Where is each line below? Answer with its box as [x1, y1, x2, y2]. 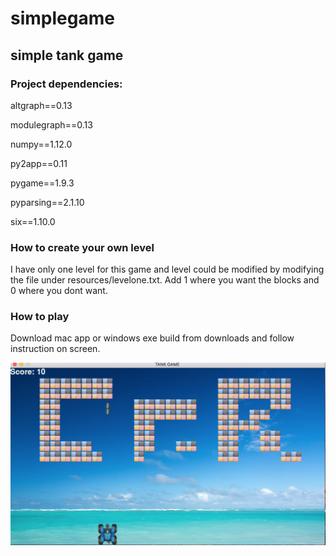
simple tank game [10, 47, 124, 64]
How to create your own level [10, 240, 155, 254]
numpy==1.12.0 [10, 138, 73, 150]
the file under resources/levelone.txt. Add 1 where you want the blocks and [10, 274, 320, 286]
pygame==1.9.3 [10, 177, 75, 189]
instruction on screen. [10, 343, 101, 355]
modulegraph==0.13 [10, 118, 93, 131]
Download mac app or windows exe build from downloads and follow [10, 332, 295, 344]
